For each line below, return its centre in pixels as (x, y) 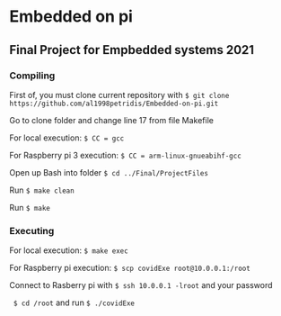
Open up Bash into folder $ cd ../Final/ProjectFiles (109, 172)
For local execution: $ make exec (69, 250)
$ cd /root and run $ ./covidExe (74, 302)
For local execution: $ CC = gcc (67, 138)
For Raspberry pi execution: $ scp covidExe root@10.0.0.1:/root (130, 268)
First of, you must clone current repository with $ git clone (119, 95)
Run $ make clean (42, 190)
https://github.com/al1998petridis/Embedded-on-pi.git (114, 104)
